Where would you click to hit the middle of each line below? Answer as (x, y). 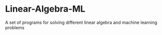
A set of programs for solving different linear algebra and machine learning (81, 22)
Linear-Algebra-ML (45, 9)
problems (15, 27)
